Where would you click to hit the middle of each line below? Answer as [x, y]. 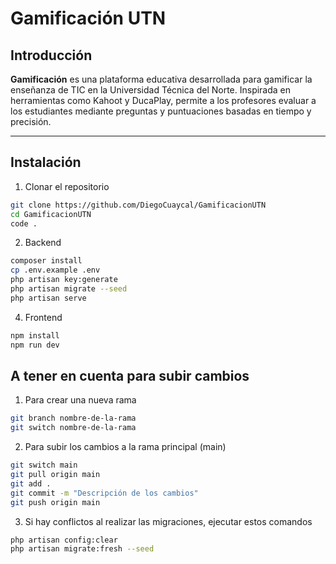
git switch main [44, 465]
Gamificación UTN [88, 18]
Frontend [43, 317]
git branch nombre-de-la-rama [73, 418]
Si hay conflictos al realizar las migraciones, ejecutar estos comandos [168, 521]
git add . [31, 483]
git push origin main [55, 502]
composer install [46, 261]
